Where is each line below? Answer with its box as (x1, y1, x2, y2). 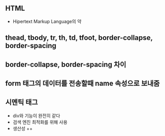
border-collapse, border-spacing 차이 (5, 60, 127, 69)
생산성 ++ (12, 125, 33, 131)
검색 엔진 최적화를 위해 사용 (12, 119, 68, 125)
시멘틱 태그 (5, 98, 38, 107)
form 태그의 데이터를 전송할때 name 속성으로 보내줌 (5, 79, 160, 87)
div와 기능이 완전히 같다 (12, 112, 60, 119)
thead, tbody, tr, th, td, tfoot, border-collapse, (5, 33, 153, 42)
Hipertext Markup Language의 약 (12, 18, 82, 25)
